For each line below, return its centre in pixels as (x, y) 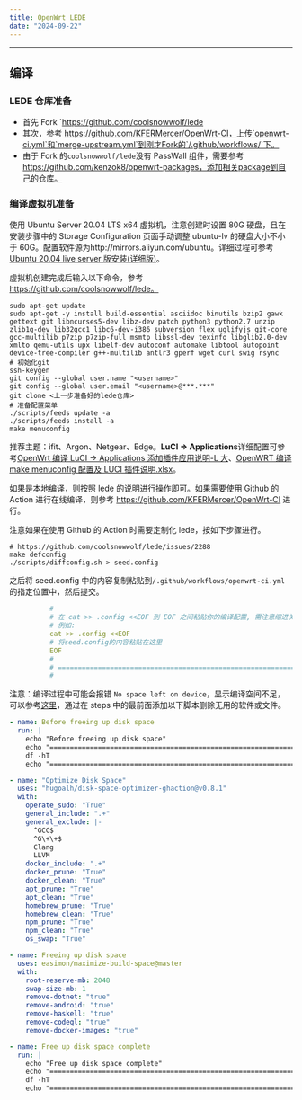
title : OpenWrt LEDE (48, 18)
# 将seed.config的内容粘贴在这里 (106, 642)
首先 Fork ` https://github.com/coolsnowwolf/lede (113, 122)
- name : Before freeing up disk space (82, 723)
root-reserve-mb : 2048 (68, 980)
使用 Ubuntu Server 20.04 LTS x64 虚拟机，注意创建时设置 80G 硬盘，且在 (148, 225)
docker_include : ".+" (66, 864)
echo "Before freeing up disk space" (96, 739)
